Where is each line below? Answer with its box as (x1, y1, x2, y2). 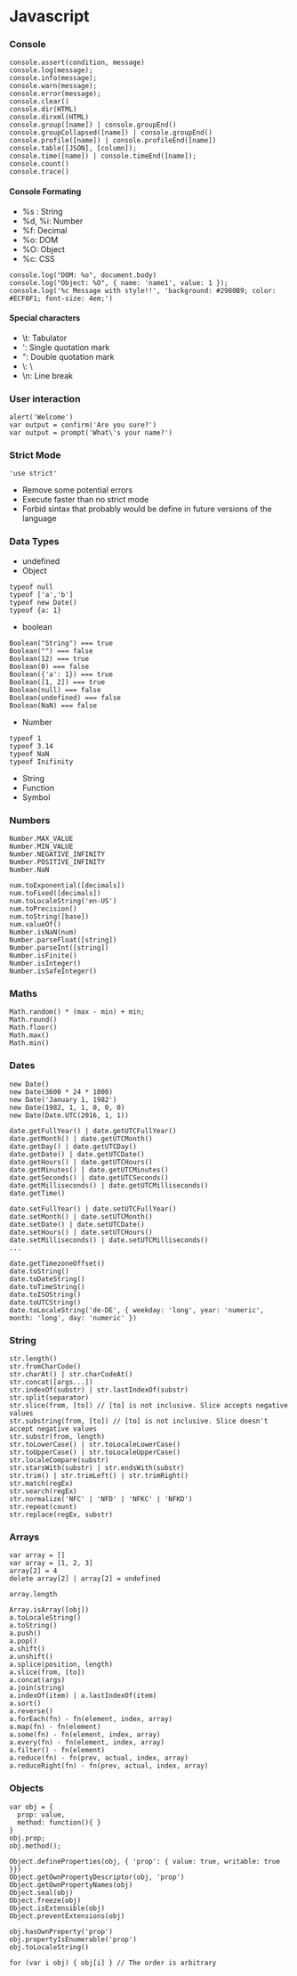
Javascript (9, 6, 91, 27)
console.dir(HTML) (9, 105, 77, 114)
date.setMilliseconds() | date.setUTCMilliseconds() (9, 1236, 209, 1245)
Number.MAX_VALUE (9, 835, 74, 844)
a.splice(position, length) (9, 1660, 114, 1670)
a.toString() (9, 1621, 58, 1630)
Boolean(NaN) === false (9, 701, 98, 710)
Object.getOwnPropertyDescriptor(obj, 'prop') (9, 1873, 185, 1882)
